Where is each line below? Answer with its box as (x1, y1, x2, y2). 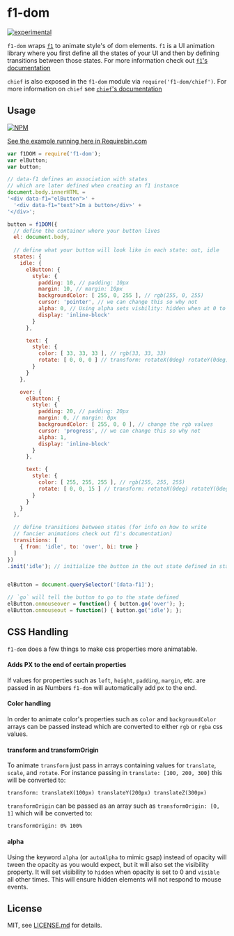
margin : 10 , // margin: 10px (38, 286, 123, 293)
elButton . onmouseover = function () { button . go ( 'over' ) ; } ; (7, 601, 186, 608)
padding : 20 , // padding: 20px (38, 408, 130, 415)
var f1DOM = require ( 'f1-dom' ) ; (7, 150, 101, 158)
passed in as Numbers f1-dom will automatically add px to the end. (7, 683, 197, 691)
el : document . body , (13, 233, 70, 241)
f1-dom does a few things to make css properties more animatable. (7, 645, 198, 653)
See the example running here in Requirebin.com (7, 137, 148, 145)
